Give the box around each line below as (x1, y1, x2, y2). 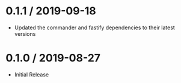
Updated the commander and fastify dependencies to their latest (14, 24, 175, 31)
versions (14, 30, 36, 37)
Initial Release (14, 70, 49, 78)
